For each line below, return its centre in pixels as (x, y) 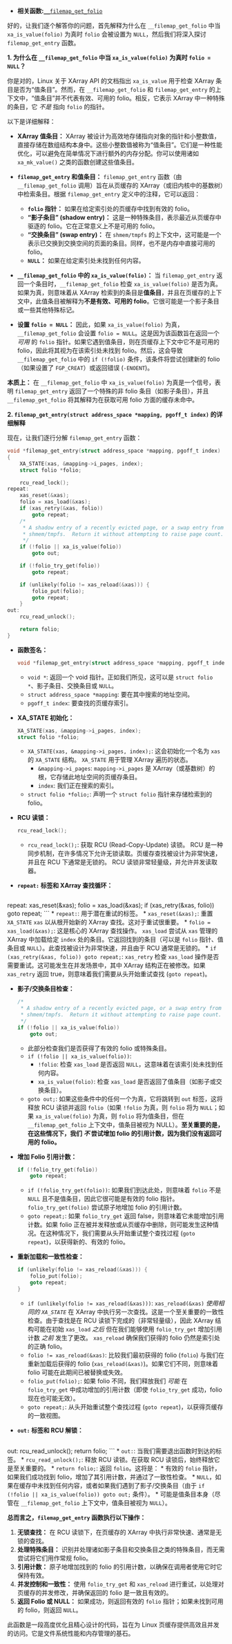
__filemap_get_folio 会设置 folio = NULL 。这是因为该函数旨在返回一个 (118, 333)
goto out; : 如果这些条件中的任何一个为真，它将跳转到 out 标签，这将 (125, 1099)
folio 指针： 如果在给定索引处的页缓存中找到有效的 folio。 (110, 209)
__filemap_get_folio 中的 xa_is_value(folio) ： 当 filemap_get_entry (116, 275)
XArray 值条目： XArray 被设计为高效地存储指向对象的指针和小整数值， (118, 136)
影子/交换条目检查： (46, 989)
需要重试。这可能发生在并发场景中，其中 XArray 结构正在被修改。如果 (106, 965)
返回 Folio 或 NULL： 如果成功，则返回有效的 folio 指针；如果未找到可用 (120, 1601)
